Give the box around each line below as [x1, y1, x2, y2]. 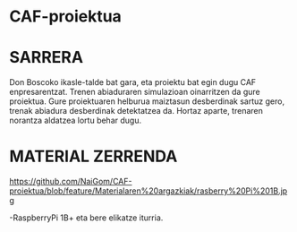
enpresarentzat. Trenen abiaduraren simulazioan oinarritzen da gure [9, 87, 261, 98]
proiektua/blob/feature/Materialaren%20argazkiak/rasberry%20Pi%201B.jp [9, 185, 288, 196]
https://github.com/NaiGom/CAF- [9, 176, 132, 187]
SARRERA [9, 47, 83, 68]
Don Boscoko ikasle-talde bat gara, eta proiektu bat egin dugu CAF [9, 77, 257, 88]
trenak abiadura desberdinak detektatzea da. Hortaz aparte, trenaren [9, 106, 264, 116]
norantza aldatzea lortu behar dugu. [9, 115, 141, 126]
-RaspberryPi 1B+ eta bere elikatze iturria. [9, 212, 164, 223]
